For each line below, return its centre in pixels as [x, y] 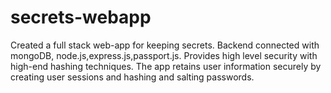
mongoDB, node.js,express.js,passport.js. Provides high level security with [164, 55]
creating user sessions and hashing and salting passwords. [132, 77]
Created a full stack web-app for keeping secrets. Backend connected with [165, 45]
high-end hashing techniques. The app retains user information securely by [166, 66]
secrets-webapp [81, 17]
